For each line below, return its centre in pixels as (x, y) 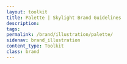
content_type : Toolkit (35, 46)
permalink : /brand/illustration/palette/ (60, 35)
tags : (13, 29)
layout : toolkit (27, 12)
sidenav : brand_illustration (43, 40)
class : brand (23, 52)
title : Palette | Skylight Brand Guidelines (64, 18)
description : (23, 23)
